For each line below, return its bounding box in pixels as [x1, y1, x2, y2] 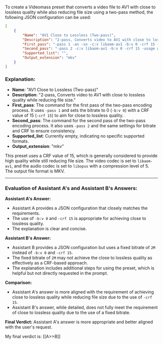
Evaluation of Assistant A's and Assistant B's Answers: [5, 185, 138, 191]
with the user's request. [5, 324, 52, 330]
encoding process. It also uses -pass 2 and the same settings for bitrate [12, 123, 156, 129]
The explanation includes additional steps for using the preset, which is [12, 265, 154, 271]
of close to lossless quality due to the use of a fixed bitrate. [12, 310, 130, 315]
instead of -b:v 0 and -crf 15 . [12, 250, 73, 256]
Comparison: [5, 280, 33, 285]
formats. [12, 138, 29, 144]
